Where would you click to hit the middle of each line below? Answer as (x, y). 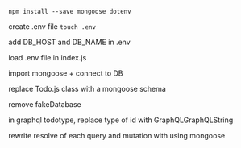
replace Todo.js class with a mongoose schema (87, 89)
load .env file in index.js (48, 58)
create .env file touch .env (52, 27)
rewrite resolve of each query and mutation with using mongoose (117, 136)
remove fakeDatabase (45, 104)
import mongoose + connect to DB (66, 73)
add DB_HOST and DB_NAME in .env (69, 42)
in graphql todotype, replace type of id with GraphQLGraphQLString (121, 120)
